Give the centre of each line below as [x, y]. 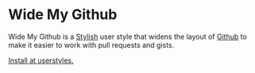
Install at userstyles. [41, 60]
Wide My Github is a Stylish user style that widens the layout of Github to [128, 36]
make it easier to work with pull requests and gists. [91, 44]
